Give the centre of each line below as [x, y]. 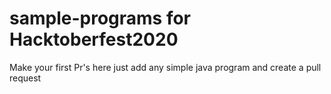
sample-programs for [100, 18]
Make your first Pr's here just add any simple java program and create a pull [165, 67]
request [25, 78]
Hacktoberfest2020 [94, 39]
